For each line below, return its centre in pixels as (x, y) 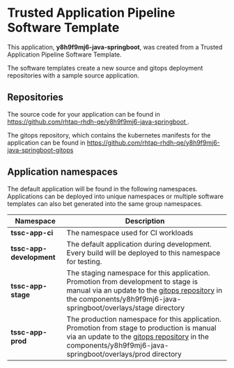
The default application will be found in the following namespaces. (102, 189)
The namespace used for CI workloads (130, 233)
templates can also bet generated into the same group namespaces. (105, 203)
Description (145, 221)
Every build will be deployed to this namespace (143, 253)
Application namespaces (63, 172)
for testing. (84, 261)
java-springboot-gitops (40, 150)
